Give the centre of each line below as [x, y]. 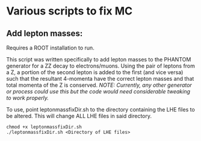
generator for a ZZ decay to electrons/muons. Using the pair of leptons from [101, 66]
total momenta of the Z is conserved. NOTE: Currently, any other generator [99, 85]
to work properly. [28, 98]
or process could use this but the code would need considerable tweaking [98, 91]
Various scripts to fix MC [70, 11]
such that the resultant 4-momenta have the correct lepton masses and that [100, 79]
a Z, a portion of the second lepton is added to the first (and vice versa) [95, 72]
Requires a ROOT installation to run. [50, 48]
